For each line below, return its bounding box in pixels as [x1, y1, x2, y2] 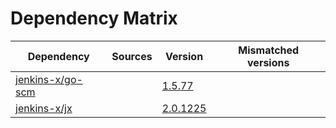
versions [247, 55, 290, 69]
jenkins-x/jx [15, 101, 73, 115]
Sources [111, 49, 153, 63]
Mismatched [238, 43, 300, 57]
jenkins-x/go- [15, 72, 83, 86]
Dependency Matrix [10, 7, 178, 30]
